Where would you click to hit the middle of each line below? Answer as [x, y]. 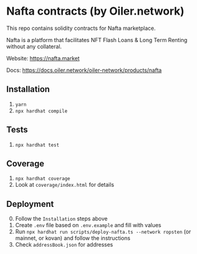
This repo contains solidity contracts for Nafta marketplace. [81, 28]
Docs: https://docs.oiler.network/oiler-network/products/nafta [84, 70]
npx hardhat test [37, 145]
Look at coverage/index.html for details [65, 185]
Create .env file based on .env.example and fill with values [88, 225]
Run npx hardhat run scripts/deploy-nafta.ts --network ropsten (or [103, 232]
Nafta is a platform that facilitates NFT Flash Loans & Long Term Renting [97, 40]
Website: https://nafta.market [43, 58]
